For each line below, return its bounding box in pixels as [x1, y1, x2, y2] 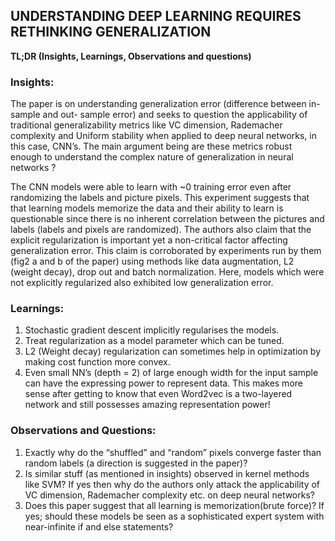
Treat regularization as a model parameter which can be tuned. [24, 335, 285, 347]
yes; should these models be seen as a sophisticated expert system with [24, 510, 325, 522]
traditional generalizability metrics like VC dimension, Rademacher [10, 119, 283, 131]
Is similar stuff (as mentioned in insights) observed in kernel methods [24, 467, 310, 479]
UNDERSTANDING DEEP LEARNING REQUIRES [10, 8, 302, 25]
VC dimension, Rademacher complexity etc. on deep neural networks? [24, 489, 315, 501]
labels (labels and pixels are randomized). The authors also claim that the [10, 224, 312, 236]
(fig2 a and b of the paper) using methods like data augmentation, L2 [10, 255, 295, 268]
